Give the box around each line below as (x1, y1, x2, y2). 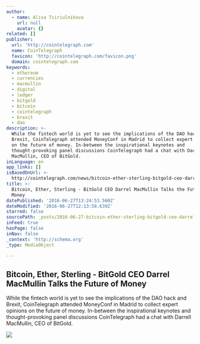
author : (6, 8, 26, 15)
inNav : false (6, 231, 39, 236)
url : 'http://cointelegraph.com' (11, 42, 95, 48)
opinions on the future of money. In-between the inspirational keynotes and (6, 307, 191, 314)
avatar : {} (17, 25, 44, 32)
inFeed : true (6, 220, 39, 226)
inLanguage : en (6, 159, 44, 165)
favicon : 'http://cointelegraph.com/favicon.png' (11, 53, 137, 59)
